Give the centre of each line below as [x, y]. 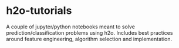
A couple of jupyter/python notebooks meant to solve [70, 27]
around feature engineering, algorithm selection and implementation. [89, 39]
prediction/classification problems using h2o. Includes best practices [89, 32]
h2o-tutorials [39, 11]
